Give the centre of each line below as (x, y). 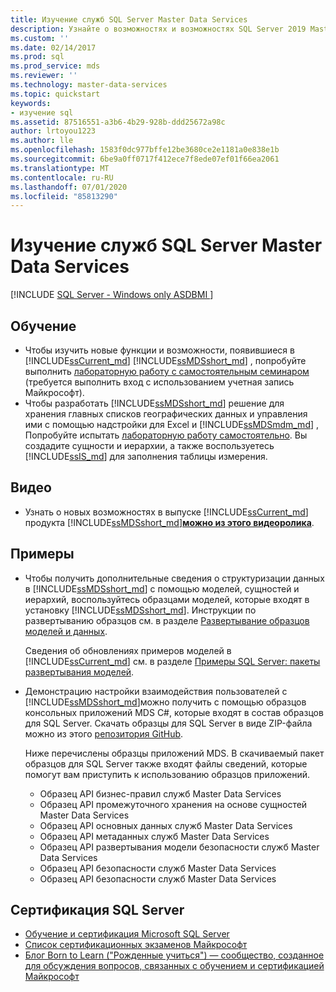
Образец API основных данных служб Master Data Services (166, 825)
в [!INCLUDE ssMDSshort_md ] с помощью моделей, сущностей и (162, 588)
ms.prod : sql (37, 57)
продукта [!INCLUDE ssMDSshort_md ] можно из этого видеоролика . (169, 522)
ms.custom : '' (40, 38)
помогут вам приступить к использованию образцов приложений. (167, 774)
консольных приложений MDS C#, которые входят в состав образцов (174, 712)
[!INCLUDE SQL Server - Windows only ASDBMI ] (112, 295)
